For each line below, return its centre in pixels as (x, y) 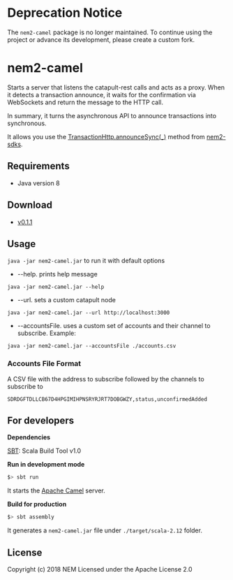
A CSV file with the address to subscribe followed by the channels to (106, 379)
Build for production (37, 504)
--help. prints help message (57, 274)
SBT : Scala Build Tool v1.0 (44, 451)
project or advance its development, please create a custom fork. (101, 39)
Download (30, 205)
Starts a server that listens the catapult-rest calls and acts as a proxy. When (116, 87)
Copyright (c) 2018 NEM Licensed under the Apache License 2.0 (100, 569)
